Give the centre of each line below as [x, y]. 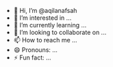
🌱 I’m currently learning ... [50, 25]
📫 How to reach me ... [45, 40]
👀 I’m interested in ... [42, 18]
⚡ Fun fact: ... [32, 57]
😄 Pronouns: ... [36, 50]
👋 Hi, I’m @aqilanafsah [45, 11]
